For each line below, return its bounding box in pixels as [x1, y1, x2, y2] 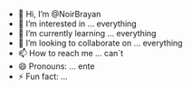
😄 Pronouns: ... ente [17, 61, 95, 72]
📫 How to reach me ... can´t [17, 48, 124, 58]
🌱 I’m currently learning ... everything [17, 28, 157, 38]
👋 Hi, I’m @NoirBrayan [17, 9, 101, 19]
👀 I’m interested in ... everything [17, 18, 138, 29]
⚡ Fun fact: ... [17, 71, 68, 82]
